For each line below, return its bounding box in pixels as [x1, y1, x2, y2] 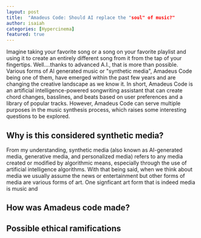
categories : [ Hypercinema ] [6, 25, 75, 32]
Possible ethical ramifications [6, 223, 121, 234]
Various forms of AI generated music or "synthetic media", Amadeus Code [6, 67, 192, 75]
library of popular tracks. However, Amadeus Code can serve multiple [6, 100, 181, 107]
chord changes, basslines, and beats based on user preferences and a [6, 93, 183, 101]
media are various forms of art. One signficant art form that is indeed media [6, 178, 196, 186]
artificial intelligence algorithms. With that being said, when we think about [6, 165, 193, 173]
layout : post [6, 8, 39, 15]
